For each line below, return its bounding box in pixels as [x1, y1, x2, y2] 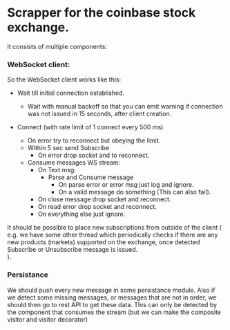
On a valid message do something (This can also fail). [58, 188, 211, 196]
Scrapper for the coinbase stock [7, 5, 196, 21]
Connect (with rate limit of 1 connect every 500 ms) [17, 123, 164, 131]
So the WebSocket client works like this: [7, 75, 122, 84]
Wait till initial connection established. [17, 89, 125, 98]
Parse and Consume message [48, 173, 134, 181]
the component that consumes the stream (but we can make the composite [7, 308, 221, 316]
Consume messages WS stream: [27, 158, 121, 167]
